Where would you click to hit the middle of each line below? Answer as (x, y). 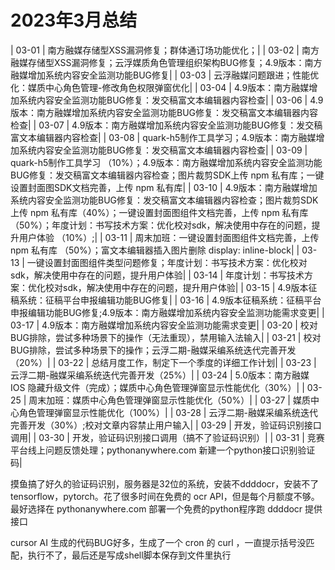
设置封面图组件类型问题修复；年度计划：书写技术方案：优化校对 (176, 262)
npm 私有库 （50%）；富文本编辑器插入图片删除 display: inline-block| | (155, 250)
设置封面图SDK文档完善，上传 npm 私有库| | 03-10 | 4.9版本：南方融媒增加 (164, 187)
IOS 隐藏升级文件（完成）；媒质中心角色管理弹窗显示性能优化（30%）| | (157, 387)
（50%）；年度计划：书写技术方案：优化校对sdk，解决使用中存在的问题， (161, 225)
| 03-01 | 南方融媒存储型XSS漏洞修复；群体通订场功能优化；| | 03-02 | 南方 (165, 50)
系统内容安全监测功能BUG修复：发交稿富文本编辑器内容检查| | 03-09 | (163, 150)
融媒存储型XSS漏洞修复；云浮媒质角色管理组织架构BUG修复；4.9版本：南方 (166, 62)
